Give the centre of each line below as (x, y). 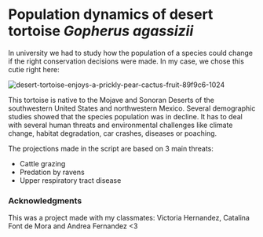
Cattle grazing (42, 163)
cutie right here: (34, 69)
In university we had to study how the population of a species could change (131, 53)
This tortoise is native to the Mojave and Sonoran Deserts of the (111, 100)
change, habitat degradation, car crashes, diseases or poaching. (113, 133)
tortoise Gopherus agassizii (101, 31)
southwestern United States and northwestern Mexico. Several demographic (132, 108)
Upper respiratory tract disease (70, 180)
